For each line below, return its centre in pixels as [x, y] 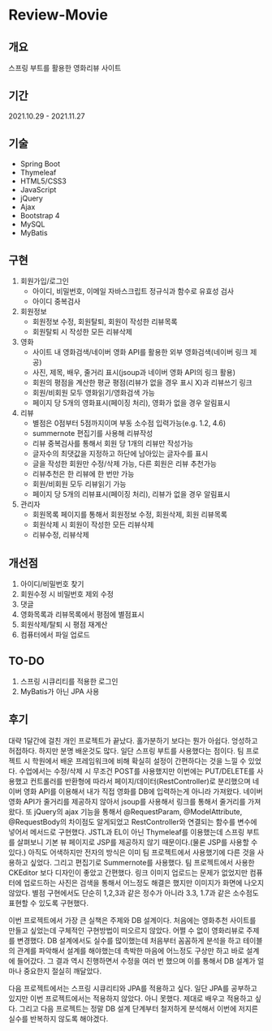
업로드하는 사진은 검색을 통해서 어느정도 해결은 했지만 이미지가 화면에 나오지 [144, 882]
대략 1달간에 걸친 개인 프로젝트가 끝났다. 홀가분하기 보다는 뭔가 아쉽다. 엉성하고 [133, 740]
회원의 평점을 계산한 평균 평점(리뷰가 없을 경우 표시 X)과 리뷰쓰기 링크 [142, 382]
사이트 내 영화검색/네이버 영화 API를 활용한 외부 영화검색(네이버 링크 [140, 352]
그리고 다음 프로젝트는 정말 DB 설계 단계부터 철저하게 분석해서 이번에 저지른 [138, 1008]
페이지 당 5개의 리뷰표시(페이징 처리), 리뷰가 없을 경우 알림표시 [131, 494]
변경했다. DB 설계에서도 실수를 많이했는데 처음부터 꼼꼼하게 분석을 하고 [129, 940]
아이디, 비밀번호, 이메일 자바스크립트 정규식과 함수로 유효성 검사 [133, 291]
